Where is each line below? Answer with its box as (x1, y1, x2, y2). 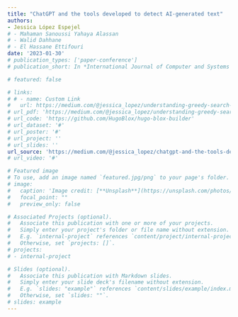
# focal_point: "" (7, 194, 69, 201)
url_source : (7, 148, 42, 155)
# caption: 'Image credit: (7, 187, 93, 194)
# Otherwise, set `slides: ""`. (7, 292, 110, 299)
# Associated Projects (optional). (7, 213, 113, 221)
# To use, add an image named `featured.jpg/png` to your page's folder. (7, 174, 230, 182)
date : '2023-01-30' (7, 50, 65, 57)
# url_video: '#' (7, 155, 59, 162)
